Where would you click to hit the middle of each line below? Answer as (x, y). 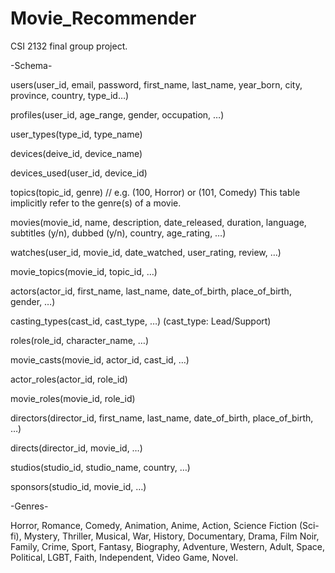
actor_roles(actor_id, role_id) (69, 379)
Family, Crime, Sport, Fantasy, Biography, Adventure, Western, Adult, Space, (167, 546)
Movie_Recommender (103, 18)
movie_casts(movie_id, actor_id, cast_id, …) (100, 359)
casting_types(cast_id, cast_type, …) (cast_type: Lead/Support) (141, 321)
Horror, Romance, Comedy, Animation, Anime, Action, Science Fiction (153, 525)
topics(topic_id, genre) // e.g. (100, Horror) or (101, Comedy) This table (155, 192)
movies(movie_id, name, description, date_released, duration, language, (158, 222)
